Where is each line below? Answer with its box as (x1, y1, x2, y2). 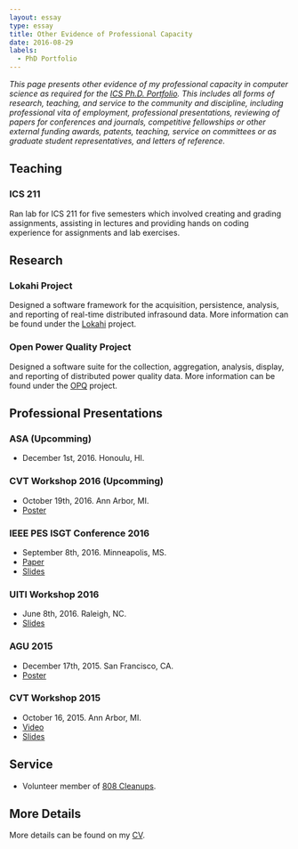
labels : (9, 46, 38, 55)
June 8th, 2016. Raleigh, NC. (21, 609, 127, 619)
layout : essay (9, 12, 62, 22)
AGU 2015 (9, 640, 53, 652)
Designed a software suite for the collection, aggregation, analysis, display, (9, 361, 285, 372)
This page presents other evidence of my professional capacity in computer (9, 79, 289, 89)
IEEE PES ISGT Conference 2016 (9, 527, 149, 539)
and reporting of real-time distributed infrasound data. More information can (9, 309, 289, 320)
